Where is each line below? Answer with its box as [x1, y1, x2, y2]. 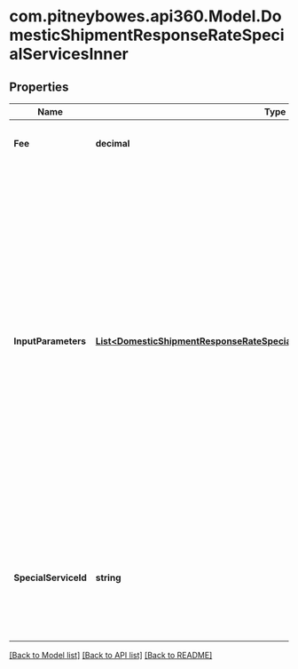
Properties [9, 79, 69, 94]
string [95, 571, 122, 584]
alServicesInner [9, 44, 129, 64]
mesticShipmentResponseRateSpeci [9, 25, 286, 45]
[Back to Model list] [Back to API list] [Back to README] [9, 650, 213, 660]
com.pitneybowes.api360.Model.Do [9, 6, 282, 27]
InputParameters [13, 335, 87, 347]
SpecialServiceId [13, 571, 87, 584]
